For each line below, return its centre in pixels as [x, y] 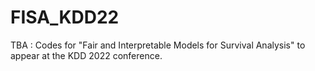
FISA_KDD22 [65, 17]
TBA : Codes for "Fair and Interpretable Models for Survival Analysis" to [158, 45]
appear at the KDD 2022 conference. [86, 55]
